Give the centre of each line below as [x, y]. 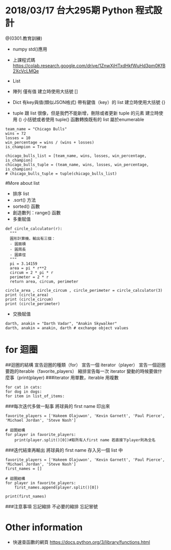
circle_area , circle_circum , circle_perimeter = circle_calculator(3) [84, 290]
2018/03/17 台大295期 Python [69, 10]
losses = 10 [18, 138]
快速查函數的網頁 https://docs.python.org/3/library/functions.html [81, 542]
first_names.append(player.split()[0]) [57, 487]
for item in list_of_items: [35, 396]
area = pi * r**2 [28, 268]
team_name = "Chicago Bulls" [36, 129]
